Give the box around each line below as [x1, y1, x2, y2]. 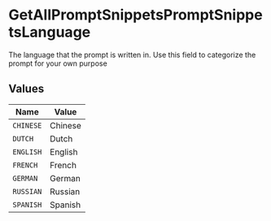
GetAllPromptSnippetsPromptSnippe [8, 6, 263, 24]
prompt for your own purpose [8, 58, 107, 68]
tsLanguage [8, 23, 91, 41]
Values [8, 82, 45, 96]
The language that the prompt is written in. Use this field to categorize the [8, 50, 256, 59]
